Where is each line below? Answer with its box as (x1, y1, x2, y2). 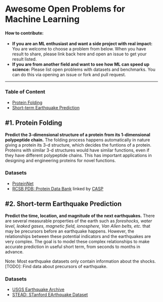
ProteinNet (12, 181, 34, 186)
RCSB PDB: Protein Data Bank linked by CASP (12, 185, 103, 191)
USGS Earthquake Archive (12, 286, 65, 292)
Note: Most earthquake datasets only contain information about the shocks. (5, 258, 156, 264)
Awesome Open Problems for (5, 3, 125, 15)
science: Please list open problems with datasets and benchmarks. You (12, 67, 156, 72)
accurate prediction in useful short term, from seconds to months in (5, 244, 141, 250)
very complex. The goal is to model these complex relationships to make (5, 238, 150, 244)
